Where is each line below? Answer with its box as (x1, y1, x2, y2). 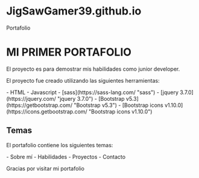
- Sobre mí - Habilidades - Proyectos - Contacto (6, 153, 125, 161)
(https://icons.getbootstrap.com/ (6, 107, 87, 115)
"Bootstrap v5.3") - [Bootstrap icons (74, 101, 164, 109)
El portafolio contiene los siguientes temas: (6, 141, 113, 148)
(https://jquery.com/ (6, 95, 56, 102)
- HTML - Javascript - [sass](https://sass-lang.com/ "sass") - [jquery (6, 89, 179, 96)
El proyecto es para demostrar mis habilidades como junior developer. (6, 65, 180, 72)
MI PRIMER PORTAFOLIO (6, 45, 131, 59)
